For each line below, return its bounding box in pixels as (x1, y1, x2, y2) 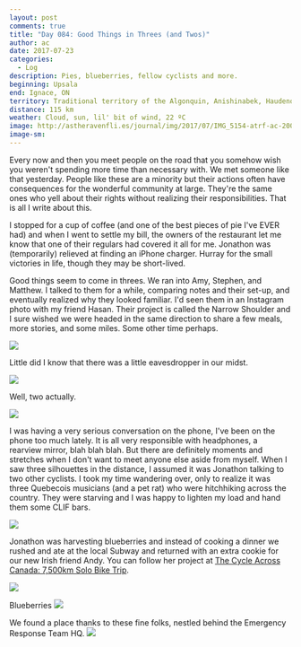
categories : (9, 55, 54, 64)
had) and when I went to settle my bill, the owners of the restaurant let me (9, 229, 282, 240)
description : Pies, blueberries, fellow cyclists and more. (9, 72, 239, 81)
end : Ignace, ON (9, 88, 70, 97)
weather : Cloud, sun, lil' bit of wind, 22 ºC (9, 113, 186, 122)
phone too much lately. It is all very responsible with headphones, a (9, 434, 258, 445)
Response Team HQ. (9, 627, 85, 638)
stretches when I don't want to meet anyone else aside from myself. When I (9, 454, 288, 465)
